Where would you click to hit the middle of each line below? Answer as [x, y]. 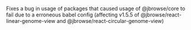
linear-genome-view [31, 21]
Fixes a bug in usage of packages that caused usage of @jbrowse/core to [96, 9]
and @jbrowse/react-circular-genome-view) [110, 21]
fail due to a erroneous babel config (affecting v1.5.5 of [73, 15]
